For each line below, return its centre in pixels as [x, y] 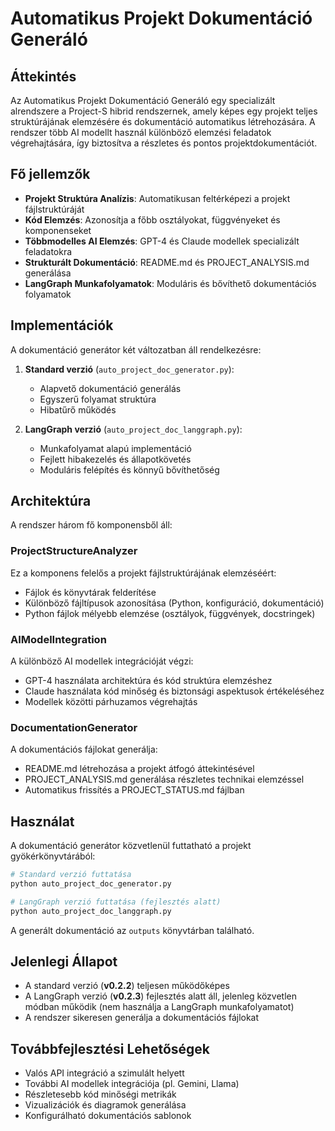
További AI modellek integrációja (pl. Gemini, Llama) [132, 1084]
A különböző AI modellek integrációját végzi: [102, 661]
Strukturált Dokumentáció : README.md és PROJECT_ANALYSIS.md [167, 262]
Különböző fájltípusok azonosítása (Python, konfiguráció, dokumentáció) [174, 603]
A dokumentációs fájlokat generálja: [84, 749]
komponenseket [58, 230]
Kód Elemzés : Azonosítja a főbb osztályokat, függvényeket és [152, 219]
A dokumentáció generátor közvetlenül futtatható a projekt [131, 846]
